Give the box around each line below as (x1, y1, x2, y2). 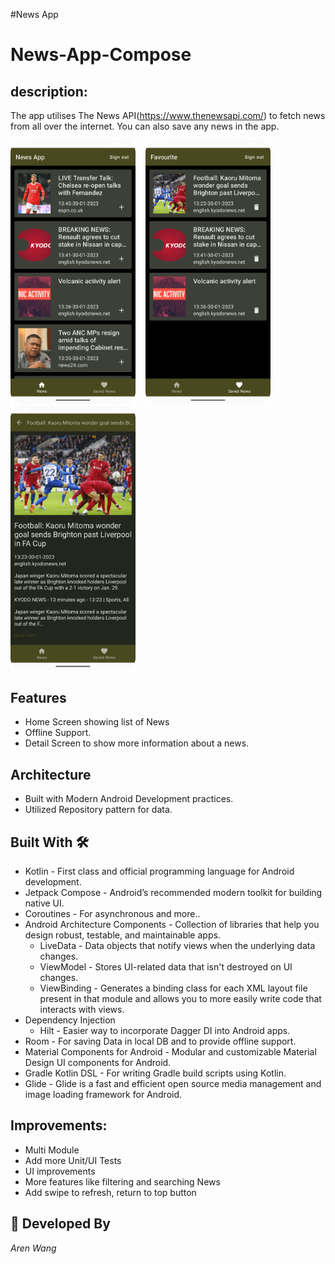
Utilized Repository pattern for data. (24, 804, 173, 816)
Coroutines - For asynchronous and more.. (24, 907, 201, 919)
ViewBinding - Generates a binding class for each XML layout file (39, 982, 308, 994)
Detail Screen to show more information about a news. (24, 737, 250, 749)
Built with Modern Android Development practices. (24, 793, 234, 805)
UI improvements (24, 1165, 96, 1177)
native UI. (24, 897, 65, 909)
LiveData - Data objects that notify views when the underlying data (39, 939, 316, 951)
